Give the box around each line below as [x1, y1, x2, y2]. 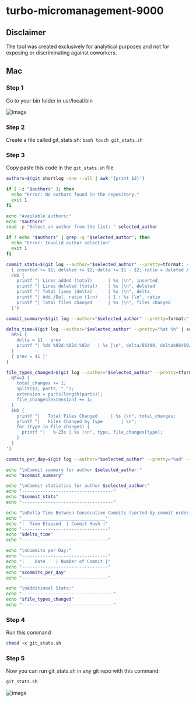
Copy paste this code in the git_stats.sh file [6, 164, 114, 171]
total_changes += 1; [16, 380, 66, 386]
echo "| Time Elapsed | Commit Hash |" [6, 520, 108, 527]
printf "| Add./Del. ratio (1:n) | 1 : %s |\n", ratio [16, 294, 160, 300]
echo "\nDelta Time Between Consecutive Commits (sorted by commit [6, 510, 174, 516]
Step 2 [6, 123, 25, 131]
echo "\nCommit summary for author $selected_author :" [6, 467, 142, 473]
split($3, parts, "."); [16, 386, 75, 392]
